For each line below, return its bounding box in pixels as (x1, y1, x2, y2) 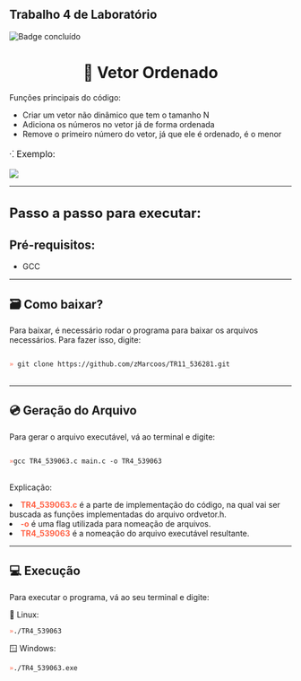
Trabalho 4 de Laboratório (9, 7, 158, 22)
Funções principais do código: (9, 92, 121, 102)
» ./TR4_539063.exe (9, 663, 78, 672)
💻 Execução (9, 563, 81, 579)
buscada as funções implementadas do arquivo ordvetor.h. (9, 509, 227, 519)
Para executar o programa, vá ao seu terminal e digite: (9, 591, 210, 602)
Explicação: (9, 482, 52, 493)
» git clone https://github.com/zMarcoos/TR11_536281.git (9, 359, 230, 369)
